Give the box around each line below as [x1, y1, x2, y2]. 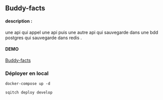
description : [5, 18, 33, 24]
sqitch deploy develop [5, 90, 53, 95]
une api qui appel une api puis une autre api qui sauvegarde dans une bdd [5, 29, 158, 35]
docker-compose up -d [5, 81, 51, 86]
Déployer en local [5, 70, 49, 77]
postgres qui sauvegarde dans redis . [5, 35, 82, 41]
